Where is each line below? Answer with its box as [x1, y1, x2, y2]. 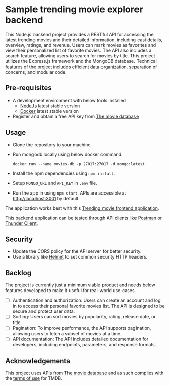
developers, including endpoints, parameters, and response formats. [12, 342, 156, 348]
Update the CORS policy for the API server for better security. [12, 248, 142, 254]
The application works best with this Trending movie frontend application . [5, 205, 159, 211]
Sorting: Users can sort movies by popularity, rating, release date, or [12, 314, 156, 320]
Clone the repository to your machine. [12, 141, 92, 148]
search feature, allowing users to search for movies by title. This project [5, 52, 156, 59]
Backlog [5, 268, 32, 277]
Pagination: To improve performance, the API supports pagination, [12, 325, 151, 331]
